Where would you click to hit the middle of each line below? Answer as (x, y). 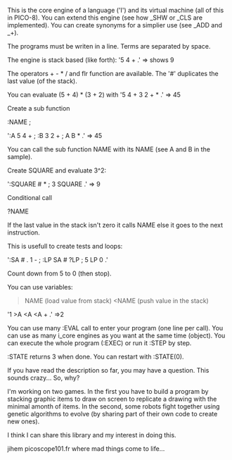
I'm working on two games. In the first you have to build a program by (108, 391)
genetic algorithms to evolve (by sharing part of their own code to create (112, 414)
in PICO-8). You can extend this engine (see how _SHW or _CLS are (105, 18)
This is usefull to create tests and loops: (65, 246)
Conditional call (30, 198)
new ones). (24, 421)
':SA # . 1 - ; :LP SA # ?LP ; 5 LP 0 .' (58, 260)
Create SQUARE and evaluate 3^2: (57, 170)
